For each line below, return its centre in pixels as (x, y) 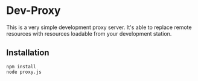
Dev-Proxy (34, 11)
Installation (28, 53)
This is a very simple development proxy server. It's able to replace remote (99, 27)
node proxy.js (24, 72)
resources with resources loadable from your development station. (89, 33)
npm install (21, 66)
